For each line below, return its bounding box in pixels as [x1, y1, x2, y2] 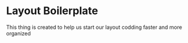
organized [6, 29, 31, 37]
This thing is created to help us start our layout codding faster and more [6, 24, 183, 31]
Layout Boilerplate [6, 4, 98, 18]
